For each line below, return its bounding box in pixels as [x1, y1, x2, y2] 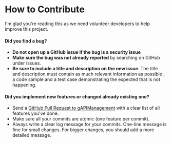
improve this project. [5, 26, 48, 32]
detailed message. [12, 132, 52, 138]
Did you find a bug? [5, 37, 47, 44]
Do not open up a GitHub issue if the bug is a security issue [12, 49, 141, 55]
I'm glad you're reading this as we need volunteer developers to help [5, 21, 150, 27]
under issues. [12, 60, 42, 66]
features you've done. [12, 110, 59, 116]
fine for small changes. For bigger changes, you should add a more [12, 127, 155, 133]
